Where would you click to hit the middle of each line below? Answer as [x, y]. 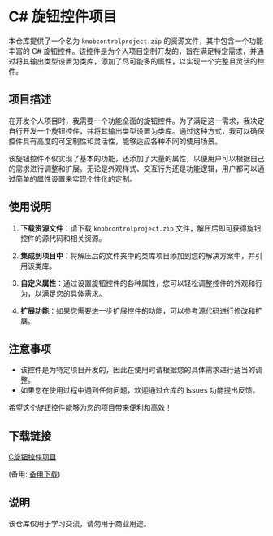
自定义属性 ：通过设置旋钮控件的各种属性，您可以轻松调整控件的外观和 [138, 283]
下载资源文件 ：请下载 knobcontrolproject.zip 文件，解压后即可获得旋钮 [141, 228]
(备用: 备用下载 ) [35, 474]
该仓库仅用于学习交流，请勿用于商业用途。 [80, 523]
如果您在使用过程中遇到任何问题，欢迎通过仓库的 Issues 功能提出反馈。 [140, 390]
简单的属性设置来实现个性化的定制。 [76, 178]
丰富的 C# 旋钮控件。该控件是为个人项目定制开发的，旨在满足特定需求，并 [133, 51]
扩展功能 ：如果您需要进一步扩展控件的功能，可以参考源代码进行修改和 [138, 310]
